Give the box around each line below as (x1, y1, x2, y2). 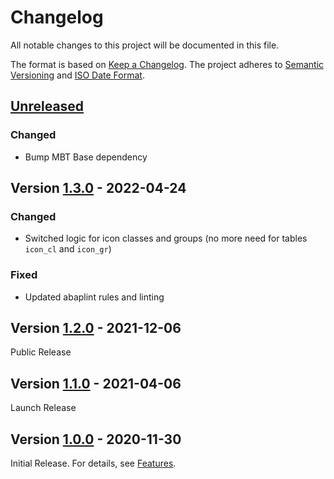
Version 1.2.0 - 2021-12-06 (10, 320, 182, 336)
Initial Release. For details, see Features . (10, 457, 177, 470)
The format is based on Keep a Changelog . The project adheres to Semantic (10, 58, 325, 70)
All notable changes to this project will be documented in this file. (10, 39, 280, 51)
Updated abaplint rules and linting (24, 291, 165, 303)
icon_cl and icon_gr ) (24, 243, 112, 255)
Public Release (10, 346, 72, 358)
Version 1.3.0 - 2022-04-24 (10, 180, 187, 197)
